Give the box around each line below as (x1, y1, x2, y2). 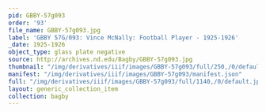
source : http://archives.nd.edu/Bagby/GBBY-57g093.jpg (8, 56, 193, 64)
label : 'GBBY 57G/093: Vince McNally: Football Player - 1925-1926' (8, 33, 239, 42)
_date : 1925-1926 (8, 41, 66, 49)
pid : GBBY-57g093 (8, 11, 66, 20)
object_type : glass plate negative (8, 48, 126, 56)
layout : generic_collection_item (8, 84, 119, 93)
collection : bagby (8, 92, 69, 100)
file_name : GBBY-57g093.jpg (8, 26, 101, 34)
